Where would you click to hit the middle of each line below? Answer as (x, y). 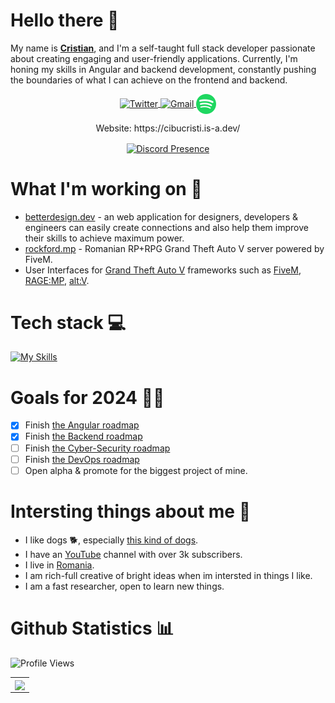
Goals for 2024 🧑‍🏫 (87, 397)
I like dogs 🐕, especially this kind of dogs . (111, 540)
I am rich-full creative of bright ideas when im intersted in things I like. (168, 575)
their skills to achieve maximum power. (104, 238)
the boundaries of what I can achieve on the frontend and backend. (149, 80)
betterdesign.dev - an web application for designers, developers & (161, 216)
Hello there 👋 (65, 20)
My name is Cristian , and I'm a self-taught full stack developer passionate (163, 48)
